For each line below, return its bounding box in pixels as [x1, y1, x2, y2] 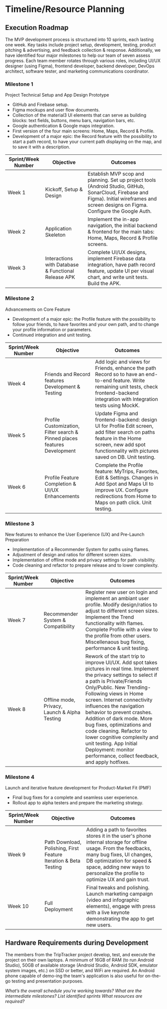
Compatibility [44, 623, 75, 630]
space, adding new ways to [86, 864, 150, 871]
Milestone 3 [5, 520, 35, 527]
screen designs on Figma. [87, 202, 148, 209]
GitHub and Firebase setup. [12, 102, 69, 108]
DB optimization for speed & [86, 858, 152, 865]
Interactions [45, 255, 73, 262]
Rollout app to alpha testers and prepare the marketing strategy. [12, 800, 144, 806]
